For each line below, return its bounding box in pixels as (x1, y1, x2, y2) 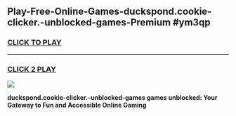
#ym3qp (172, 17, 211, 29)
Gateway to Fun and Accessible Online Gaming (7, 101, 147, 109)
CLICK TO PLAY (7, 38, 62, 48)
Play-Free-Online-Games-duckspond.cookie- (7, 6, 212, 18)
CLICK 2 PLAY (7, 64, 56, 74)
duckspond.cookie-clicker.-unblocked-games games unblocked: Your (7, 93, 218, 101)
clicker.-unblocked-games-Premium (7, 17, 171, 29)
